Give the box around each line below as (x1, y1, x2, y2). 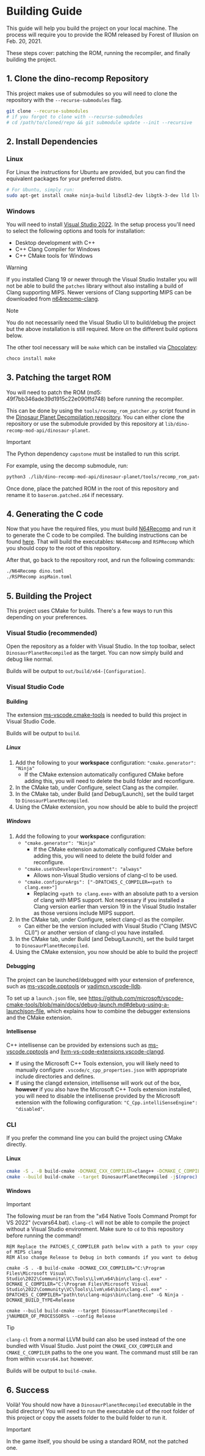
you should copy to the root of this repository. (6, 545, 121, 552)
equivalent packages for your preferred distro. (6, 175, 123, 183)
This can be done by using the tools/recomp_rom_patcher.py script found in (6, 407, 196, 414)
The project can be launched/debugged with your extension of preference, (6, 976, 195, 983)
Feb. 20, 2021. (6, 37, 43, 45)
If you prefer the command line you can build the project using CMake (6, 1134, 182, 1141)
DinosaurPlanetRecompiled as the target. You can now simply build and (6, 649, 184, 657)
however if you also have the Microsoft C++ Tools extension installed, (15, 1085, 192, 1093)
